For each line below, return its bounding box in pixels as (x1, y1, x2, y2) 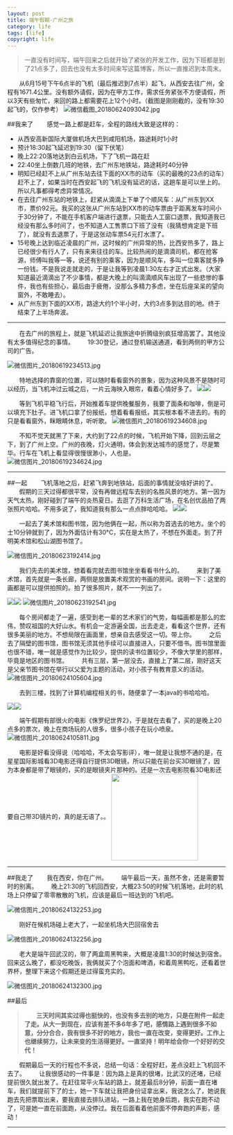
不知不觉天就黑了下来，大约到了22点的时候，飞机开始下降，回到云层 (19, 431, 215, 440)
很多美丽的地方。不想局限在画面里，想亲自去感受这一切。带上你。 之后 (7, 630, 222, 639)
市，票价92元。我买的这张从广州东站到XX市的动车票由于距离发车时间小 (17, 204, 222, 212)
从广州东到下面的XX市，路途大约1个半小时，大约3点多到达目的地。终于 (17, 300, 221, 308)
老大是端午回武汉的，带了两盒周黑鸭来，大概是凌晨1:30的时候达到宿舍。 (19, 950, 225, 958)
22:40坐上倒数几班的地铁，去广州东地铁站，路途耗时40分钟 (17, 161, 189, 169)
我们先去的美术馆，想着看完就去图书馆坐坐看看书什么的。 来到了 (19, 566, 216, 575)
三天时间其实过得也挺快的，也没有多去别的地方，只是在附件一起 (36, 1012, 219, 1020)
